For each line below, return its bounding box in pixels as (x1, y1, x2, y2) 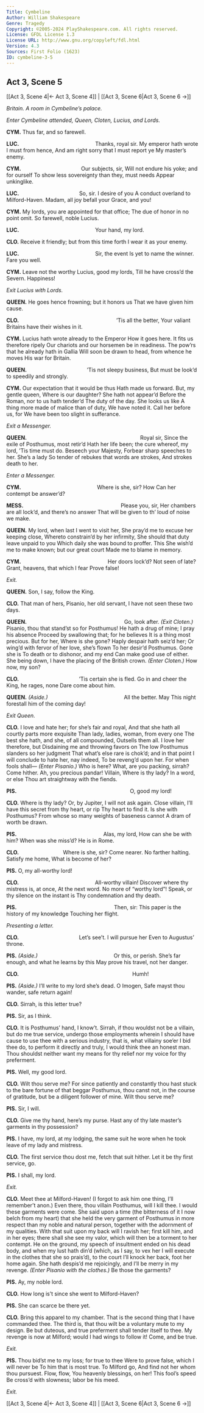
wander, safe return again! (6, 989, 72, 996)
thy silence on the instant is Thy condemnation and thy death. (6, 892, 161, 900)
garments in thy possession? (6, 1123, 79, 1131)
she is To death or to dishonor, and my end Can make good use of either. (6, 651, 189, 658)
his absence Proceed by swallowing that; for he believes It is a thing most (6, 631, 191, 639)
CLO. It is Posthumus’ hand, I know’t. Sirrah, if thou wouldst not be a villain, (6, 1024, 195, 1031)
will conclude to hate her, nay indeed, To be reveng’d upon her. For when (6, 756, 189, 764)
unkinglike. (6, 178, 33, 185)
